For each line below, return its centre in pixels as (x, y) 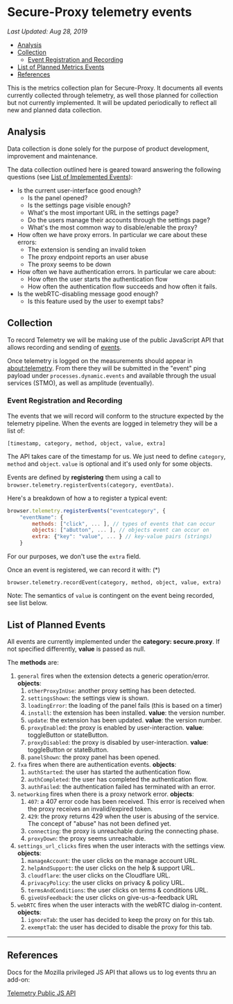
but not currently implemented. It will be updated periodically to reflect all (112, 102)
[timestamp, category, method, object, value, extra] (87, 443)
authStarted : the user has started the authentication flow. (110, 772)
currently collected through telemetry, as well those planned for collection (113, 95)
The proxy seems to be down (69, 264)
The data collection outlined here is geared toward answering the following (114, 169)
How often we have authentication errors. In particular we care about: (116, 271)
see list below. (28, 603)
